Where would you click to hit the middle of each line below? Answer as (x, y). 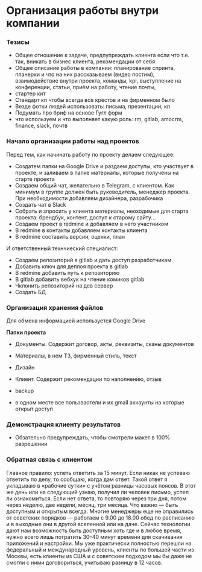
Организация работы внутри (82, 11)
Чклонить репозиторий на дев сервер (64, 285)
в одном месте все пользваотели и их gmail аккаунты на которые (100, 403)
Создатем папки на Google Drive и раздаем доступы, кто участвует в (104, 166)
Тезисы (18, 42)
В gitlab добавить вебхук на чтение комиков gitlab (80, 279)
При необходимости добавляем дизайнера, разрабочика (89, 198)
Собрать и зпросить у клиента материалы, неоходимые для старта (102, 211)
